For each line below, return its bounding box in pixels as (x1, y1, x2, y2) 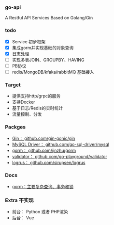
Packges (5, 124, 26, 130)
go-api (5, 4, 21, 11)
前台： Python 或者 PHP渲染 (12, 209, 69, 215)
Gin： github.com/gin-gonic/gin (12, 135, 75, 141)
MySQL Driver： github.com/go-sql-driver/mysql (12, 141, 110, 147)
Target (5, 81, 21, 88)
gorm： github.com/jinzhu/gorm (12, 147, 76, 153)
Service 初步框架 (12, 38, 46, 45)
